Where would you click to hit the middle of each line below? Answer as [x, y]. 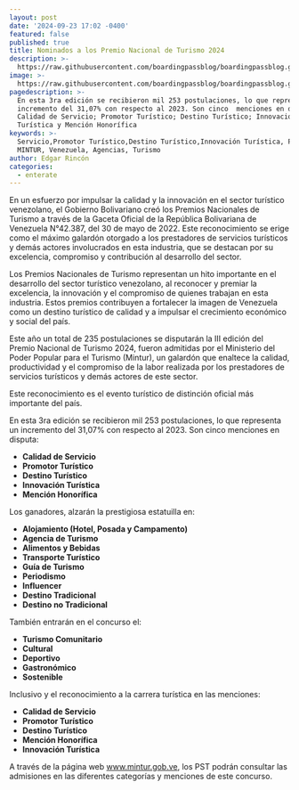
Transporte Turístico [61, 558]
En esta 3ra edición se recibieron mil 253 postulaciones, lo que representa [145, 420]
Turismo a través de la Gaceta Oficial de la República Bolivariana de [133, 219]
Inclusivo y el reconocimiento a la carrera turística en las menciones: [135, 695]
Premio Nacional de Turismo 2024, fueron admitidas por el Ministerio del [142, 348]
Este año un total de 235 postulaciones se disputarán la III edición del [137, 338]
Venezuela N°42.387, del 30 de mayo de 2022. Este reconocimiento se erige [149, 229]
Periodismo [44, 576]
